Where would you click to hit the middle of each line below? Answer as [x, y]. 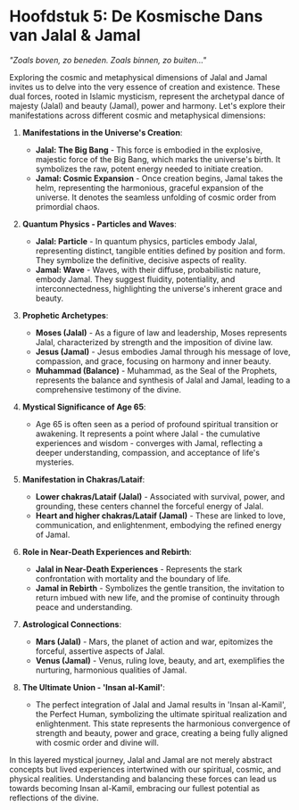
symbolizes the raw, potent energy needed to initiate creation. [149, 169]
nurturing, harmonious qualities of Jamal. [111, 670]
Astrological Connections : [72, 624]
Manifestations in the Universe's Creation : [102, 132]
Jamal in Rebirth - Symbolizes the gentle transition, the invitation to [160, 588]
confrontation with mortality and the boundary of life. [133, 578]
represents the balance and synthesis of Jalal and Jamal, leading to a [163, 380]
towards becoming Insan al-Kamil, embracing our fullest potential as [135, 788]
